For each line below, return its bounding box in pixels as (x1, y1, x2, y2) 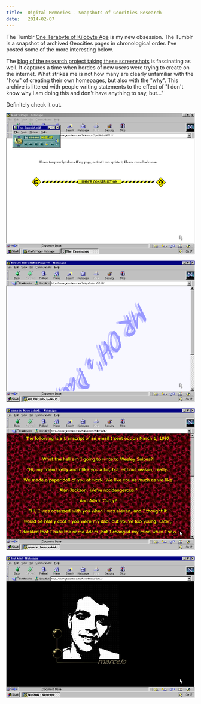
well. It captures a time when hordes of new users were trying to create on (6, 63, 190, 71)
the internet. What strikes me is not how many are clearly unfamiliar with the (6, 70, 194, 77)
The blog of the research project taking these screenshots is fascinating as (6, 57, 191, 65)
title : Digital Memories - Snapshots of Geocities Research (6, 10, 162, 16)
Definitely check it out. (6, 101, 62, 108)
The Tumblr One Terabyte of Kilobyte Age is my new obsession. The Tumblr (6, 33, 193, 40)
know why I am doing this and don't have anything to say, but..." (6, 89, 164, 96)
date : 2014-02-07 (6, 16, 55, 22)
